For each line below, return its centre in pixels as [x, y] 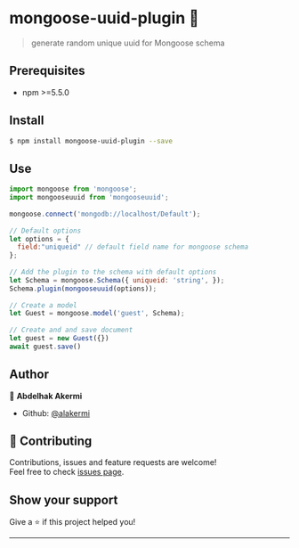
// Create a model [43, 305]
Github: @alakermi [56, 413]
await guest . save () [45, 347]
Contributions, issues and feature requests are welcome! [113, 462]
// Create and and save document [71, 330]
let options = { [39, 239]
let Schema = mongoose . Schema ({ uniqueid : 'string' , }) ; [117, 280]
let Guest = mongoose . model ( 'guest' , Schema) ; [97, 314]
